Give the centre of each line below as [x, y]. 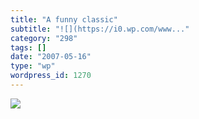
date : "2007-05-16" [51, 57]
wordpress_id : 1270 [51, 76]
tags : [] [28, 47]
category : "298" [44, 38]
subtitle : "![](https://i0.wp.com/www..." [100, 29]
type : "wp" [33, 66]
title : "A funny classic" [64, 19]
